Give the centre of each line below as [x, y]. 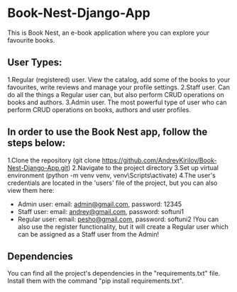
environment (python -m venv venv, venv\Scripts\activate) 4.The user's [112, 175]
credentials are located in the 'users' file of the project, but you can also [112, 183]
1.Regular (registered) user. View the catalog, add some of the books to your [119, 79]
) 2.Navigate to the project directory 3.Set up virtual [143, 167]
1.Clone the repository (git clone [54, 160]
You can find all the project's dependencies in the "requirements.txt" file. [114, 274]
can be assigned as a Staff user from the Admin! [88, 234]
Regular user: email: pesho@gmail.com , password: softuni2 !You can [118, 219]
